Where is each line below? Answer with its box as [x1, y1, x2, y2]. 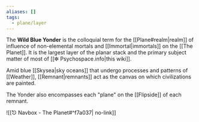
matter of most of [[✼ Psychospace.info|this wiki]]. [6, 55, 132, 63]
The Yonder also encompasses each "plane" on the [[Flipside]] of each [6, 91, 182, 99]
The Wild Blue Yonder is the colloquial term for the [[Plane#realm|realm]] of [6, 36, 194, 44]
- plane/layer [11, 20, 47, 26]
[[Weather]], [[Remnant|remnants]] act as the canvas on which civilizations [6, 73, 192, 81]
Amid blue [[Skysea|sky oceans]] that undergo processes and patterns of [6, 67, 188, 74]
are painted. [6, 80, 36, 87]
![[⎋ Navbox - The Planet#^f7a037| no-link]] [6, 109, 116, 117]
